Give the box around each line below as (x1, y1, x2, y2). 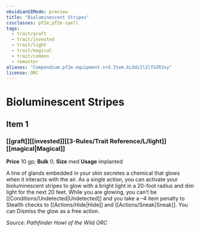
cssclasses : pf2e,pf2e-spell (6, 20, 79, 26)
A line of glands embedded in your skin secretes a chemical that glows (6, 169, 180, 177)
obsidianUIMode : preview (6, 8, 68, 15)
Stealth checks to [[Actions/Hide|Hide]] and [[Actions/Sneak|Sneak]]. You (6, 201, 188, 209)
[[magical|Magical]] (6, 144, 66, 153)
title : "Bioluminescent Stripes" (6, 14, 90, 20)
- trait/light (11, 42, 47, 48)
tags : (6, 25, 20, 32)
